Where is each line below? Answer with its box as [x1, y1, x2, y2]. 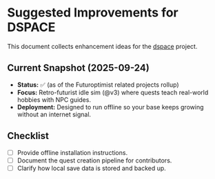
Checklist [7, 130, 50, 142]
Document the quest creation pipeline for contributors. [17, 156, 172, 165]
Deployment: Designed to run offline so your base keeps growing [17, 103, 204, 111]
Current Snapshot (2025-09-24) [7, 62, 150, 74]
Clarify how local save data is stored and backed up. [17, 164, 167, 172]
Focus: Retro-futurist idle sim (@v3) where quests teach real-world [17, 88, 209, 96]
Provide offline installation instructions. [17, 148, 128, 156]
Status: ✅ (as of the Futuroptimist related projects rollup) [17, 81, 179, 89]
